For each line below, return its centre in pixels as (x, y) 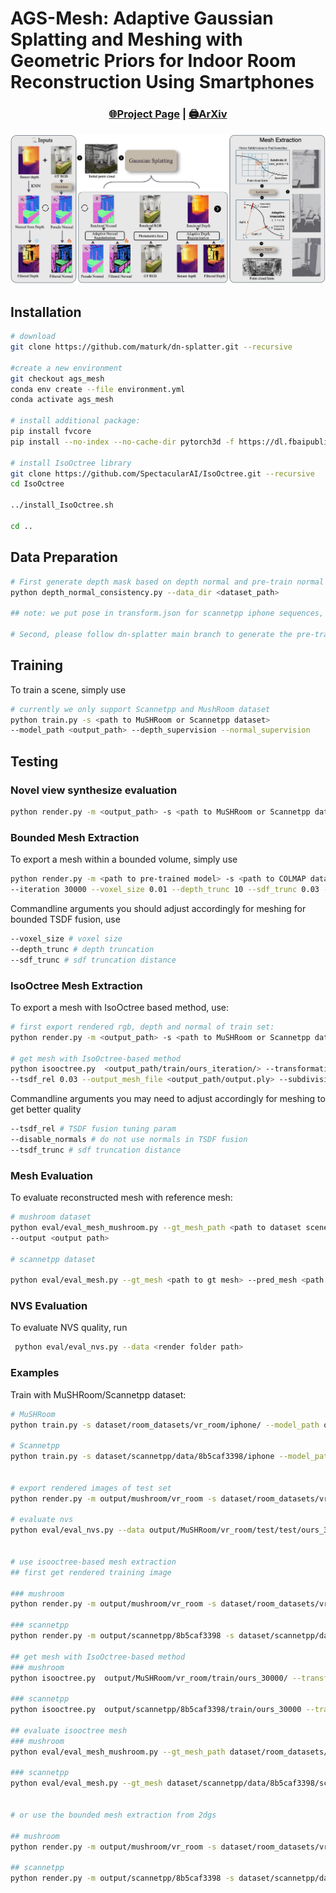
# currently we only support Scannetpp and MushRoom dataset (140, 709)
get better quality (46, 1109)
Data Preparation (64, 557)
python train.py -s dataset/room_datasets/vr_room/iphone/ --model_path (165, 1425)
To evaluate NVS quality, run (69, 1328)
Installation (46, 312)
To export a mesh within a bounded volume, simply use (124, 859)
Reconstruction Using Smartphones (162, 82)
